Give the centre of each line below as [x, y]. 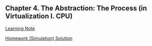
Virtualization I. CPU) [39, 16]
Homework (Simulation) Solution [39, 38]
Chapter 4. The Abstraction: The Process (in [76, 8]
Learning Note [20, 28]
